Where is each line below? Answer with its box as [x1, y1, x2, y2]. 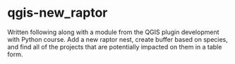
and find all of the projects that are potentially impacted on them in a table [7, 42, 222, 51]
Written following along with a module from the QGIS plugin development [7, 28, 220, 36]
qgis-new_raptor [7, 5, 108, 21]
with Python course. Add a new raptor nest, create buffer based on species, [7, 35, 228, 43]
